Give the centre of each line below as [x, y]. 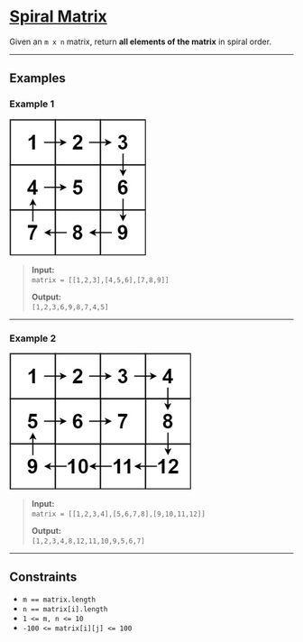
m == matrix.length [59, 600]
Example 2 [33, 338]
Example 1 [32, 104]
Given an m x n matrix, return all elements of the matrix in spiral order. [141, 41]
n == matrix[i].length [65, 609]
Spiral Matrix [59, 17]
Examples [37, 78]
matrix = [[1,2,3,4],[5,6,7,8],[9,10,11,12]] [118, 514]
